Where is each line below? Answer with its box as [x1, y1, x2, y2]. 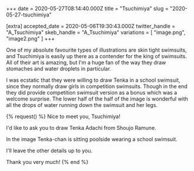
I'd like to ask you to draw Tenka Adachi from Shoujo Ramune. [6, 125, 157, 131]
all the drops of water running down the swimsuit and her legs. [6, 102, 158, 108]
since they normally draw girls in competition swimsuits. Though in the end [6, 83, 188, 90]
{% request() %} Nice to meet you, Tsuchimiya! [6, 113, 121, 120]
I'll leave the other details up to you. [6, 147, 93, 154]
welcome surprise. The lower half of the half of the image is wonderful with [6, 95, 188, 102]
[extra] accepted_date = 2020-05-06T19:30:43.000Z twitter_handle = [6, 23, 176, 29]
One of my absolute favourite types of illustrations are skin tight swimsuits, [6, 46, 187, 53]
